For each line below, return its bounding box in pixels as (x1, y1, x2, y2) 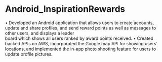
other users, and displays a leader (5, 30, 75, 36)
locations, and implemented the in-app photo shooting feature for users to (5, 46, 156, 52)
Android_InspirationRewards (5, 3, 125, 15)
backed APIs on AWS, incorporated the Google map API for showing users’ (5, 40, 158, 46)
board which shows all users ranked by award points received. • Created (5, 35, 154, 41)
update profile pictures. (5, 51, 53, 57)
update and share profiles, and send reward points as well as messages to (5, 25, 157, 31)
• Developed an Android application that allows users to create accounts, (5, 20, 154, 26)
